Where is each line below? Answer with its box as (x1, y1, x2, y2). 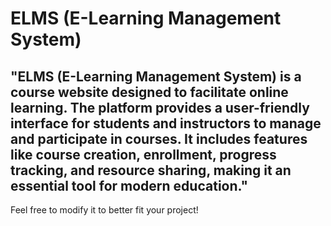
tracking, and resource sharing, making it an (10, 162, 292, 179)
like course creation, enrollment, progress (10, 146, 277, 163)
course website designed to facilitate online (10, 83, 289, 101)
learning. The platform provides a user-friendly (10, 99, 310, 116)
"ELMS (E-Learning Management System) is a (10, 68, 302, 85)
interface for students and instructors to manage (10, 115, 322, 132)
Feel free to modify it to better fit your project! (10, 204, 199, 216)
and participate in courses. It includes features (10, 130, 308, 147)
